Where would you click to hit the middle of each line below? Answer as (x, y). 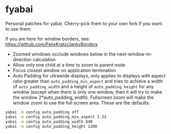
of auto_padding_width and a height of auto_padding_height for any (83, 86)
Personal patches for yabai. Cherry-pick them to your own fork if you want (84, 23)
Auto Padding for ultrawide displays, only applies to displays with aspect (89, 75)
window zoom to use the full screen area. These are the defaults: (81, 102)
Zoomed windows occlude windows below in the (64, 54)
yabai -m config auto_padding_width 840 (49, 122)
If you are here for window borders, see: (48, 39)
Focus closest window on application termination (64, 70)
